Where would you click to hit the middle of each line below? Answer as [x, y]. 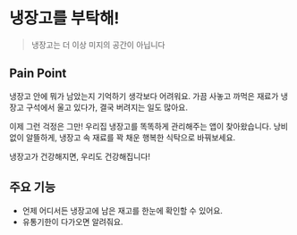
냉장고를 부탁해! [64, 18]
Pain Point [38, 74]
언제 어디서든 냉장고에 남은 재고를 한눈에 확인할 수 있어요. [123, 210]
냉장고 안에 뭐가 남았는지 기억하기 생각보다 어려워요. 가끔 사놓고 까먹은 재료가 [144, 96]
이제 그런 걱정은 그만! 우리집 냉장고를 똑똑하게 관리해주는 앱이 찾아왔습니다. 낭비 [149, 126]
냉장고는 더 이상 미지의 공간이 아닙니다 [98, 45]
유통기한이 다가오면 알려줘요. [72, 222]
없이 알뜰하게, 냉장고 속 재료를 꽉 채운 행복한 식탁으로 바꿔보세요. [123, 137]
